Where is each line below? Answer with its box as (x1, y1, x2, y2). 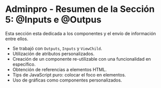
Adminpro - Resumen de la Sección (5, 3, 155, 15)
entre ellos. (5, 36, 29, 42)
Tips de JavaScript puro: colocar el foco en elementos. (12, 72, 126, 78)
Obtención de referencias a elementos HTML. (12, 66, 107, 73)
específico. (12, 61, 36, 67)
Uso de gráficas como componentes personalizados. (12, 77, 122, 83)
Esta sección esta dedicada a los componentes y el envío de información (5, 30, 156, 36)
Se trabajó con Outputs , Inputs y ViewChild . (12, 45, 102, 51)
